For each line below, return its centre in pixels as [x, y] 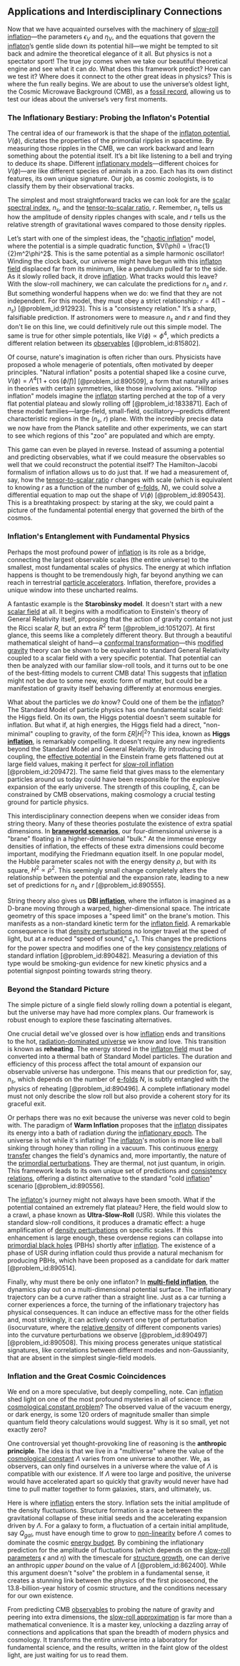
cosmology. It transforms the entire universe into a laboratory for [102, 1640]
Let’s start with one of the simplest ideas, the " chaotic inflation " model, [111, 238]
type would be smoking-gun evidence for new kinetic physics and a [107, 963]
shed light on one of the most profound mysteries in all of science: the [111, 1400]
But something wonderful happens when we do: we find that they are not [115, 293]
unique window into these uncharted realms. [73, 590]
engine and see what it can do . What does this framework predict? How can [119, 69]
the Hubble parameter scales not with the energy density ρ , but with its [112, 861]
